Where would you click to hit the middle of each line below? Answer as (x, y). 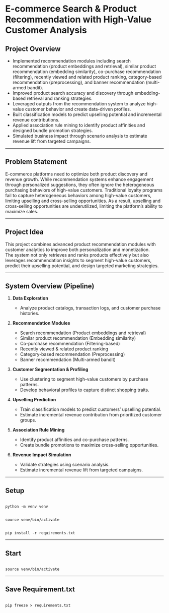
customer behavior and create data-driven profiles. (78, 109)
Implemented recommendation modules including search (71, 61)
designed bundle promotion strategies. (53, 131)
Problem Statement (36, 162)
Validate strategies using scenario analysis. (65, 465)
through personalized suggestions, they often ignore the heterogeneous (80, 185)
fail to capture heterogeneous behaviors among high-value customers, (78, 195)
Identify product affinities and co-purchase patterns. (74, 440)
